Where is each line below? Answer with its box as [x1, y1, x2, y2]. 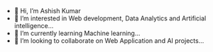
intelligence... [13, 22, 54, 30]
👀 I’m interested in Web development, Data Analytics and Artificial [13, 14, 207, 22]
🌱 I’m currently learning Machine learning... [13, 29, 141, 37]
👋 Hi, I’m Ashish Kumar [13, 7, 81, 15]
